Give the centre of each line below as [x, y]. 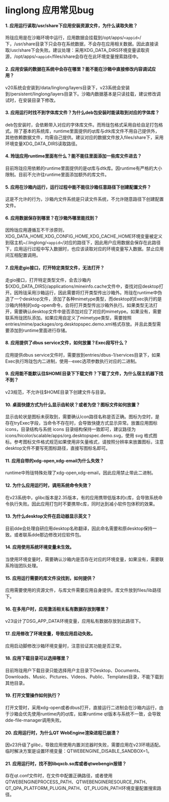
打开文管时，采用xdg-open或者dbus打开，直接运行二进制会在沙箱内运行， [82, 708]
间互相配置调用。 [23, 255]
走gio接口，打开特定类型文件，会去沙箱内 [48, 280]
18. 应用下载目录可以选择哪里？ [37, 658]
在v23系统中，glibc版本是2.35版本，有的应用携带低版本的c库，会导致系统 [82, 497]
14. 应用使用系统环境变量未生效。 [40, 547]
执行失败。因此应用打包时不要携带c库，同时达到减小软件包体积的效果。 [83, 504]
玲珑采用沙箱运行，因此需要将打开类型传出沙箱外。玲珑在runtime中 [88, 292]
